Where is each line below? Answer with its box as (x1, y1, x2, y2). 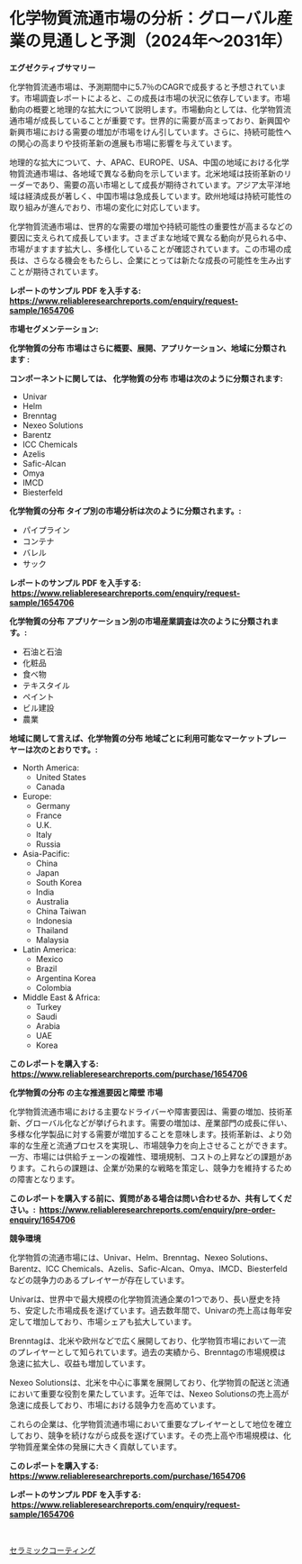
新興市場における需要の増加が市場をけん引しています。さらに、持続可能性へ (9, 126, 292, 137)
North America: (22, 762, 79, 773)
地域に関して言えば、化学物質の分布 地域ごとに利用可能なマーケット (9, 732, 263, 743)
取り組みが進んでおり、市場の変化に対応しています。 (9, 202, 205, 213)
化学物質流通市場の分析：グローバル (9, 8, 277, 29)
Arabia (35, 1020, 61, 1032)
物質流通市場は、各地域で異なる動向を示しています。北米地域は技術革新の (9, 168, 285, 178)
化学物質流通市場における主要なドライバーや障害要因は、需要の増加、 (9, 1105, 270, 1117)
